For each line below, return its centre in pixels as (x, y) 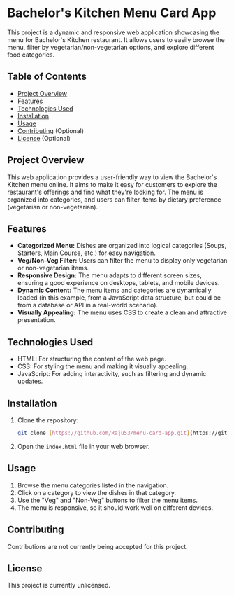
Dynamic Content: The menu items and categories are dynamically (114, 290)
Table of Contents (47, 77)
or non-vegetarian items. (53, 268)
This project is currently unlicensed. (59, 585)
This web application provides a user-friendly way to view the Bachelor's (112, 177)
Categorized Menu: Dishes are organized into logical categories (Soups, (122, 246)
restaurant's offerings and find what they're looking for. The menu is (105, 192)
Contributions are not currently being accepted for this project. (98, 546)
